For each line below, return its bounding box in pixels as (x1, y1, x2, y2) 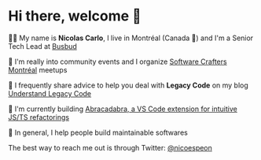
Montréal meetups (8, 65, 68, 74)
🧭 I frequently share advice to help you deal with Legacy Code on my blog (8, 80, 249, 90)
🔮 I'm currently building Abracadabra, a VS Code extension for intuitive (8, 104, 237, 113)
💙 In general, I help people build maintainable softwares (8, 128, 189, 137)
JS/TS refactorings (8, 112, 69, 121)
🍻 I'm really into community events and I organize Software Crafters (8, 57, 227, 66)
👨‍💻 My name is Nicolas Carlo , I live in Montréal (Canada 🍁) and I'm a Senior (8, 33, 254, 43)
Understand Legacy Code (8, 88, 92, 98)
